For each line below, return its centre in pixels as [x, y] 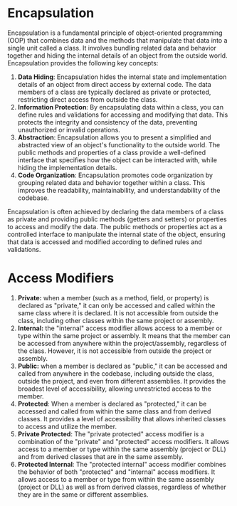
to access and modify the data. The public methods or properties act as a [115, 226]
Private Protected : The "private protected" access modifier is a [111, 434]
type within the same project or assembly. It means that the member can [124, 335]
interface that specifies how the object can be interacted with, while [117, 160]
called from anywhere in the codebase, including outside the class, [116, 373]
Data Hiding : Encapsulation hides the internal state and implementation [122, 77]
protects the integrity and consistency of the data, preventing [107, 122]
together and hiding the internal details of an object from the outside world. [117, 56]
